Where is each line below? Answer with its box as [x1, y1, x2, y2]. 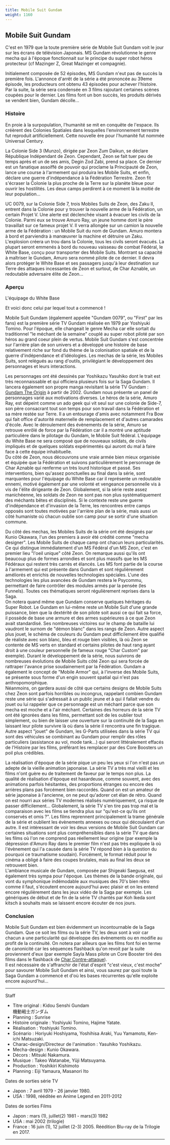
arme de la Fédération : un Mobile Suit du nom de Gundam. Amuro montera [5, 227, 162, 234]
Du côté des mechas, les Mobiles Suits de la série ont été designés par [5, 529, 153, 535]
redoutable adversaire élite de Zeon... [5, 271, 83, 277]
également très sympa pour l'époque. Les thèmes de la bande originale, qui [5, 873, 163, 879]
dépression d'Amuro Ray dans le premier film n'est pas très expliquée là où [5, 840, 161, 846]
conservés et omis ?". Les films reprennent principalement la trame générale [5, 813, 164, 820]
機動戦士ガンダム [12, 1008, 49, 1015]
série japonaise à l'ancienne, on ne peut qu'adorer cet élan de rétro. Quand [5, 792, 162, 798]
